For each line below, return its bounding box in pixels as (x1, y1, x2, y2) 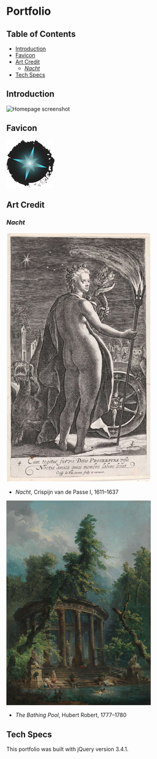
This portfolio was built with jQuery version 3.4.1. (6, 745, 129, 753)
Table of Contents (6, 29, 76, 39)
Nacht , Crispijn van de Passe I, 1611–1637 (15, 488, 119, 496)
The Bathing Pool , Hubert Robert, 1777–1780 (15, 711, 127, 719)
